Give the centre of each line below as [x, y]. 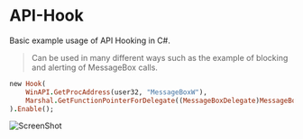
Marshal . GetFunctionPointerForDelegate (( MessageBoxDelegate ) [142, 100]
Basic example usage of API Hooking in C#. [90, 40]
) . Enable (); [32, 109]
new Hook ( [28, 83]
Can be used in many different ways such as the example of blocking [160, 57]
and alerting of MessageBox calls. [94, 67]
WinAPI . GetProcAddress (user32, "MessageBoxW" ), [116, 92]
